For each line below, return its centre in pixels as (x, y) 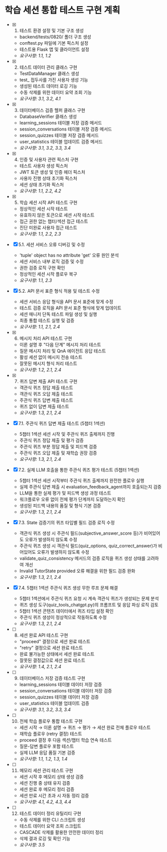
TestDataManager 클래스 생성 (49, 73)
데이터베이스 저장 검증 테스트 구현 (52, 678)
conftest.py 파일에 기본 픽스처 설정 (54, 43)
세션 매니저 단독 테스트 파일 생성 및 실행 (58, 314)
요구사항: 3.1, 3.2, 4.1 (40, 98)
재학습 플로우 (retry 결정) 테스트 (51, 734)
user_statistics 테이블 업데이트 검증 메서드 (61, 142)
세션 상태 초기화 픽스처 (42, 184)
